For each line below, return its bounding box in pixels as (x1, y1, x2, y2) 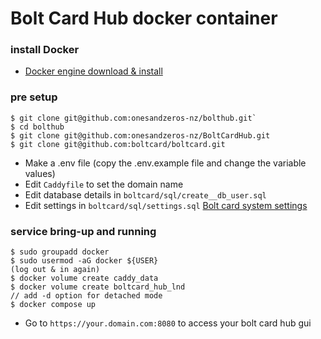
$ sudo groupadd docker (10, 247, 110, 257)
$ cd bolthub (10, 122, 65, 132)
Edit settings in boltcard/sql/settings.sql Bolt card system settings (24, 199, 308, 211)
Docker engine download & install (24, 65, 163, 77)
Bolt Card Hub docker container (10, 7, 278, 30)
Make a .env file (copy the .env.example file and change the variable (24, 157, 307, 169)
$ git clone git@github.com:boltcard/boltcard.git (10, 139, 226, 149)
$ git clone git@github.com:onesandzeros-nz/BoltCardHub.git (10, 130, 271, 141)
